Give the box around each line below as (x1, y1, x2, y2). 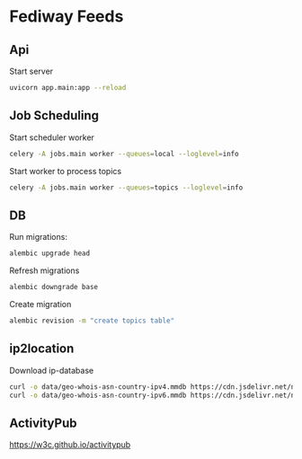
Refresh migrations (9, 265, 80, 276)
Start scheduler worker (9, 132, 94, 143)
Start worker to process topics (9, 165, 122, 176)
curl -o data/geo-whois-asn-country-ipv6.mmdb (9, 391, 187, 400)
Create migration (9, 299, 72, 309)
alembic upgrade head (9, 249, 91, 258)
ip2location (9, 341, 75, 357)
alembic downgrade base (9, 283, 99, 292)
